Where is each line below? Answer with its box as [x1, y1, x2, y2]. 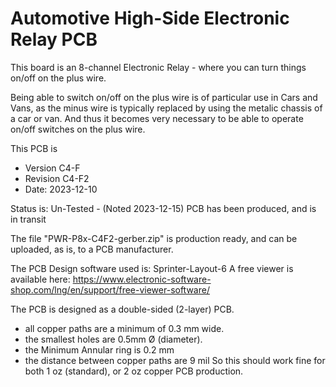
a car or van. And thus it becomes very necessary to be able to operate [10, 112, 304, 124]
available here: [10, 273, 71, 285]
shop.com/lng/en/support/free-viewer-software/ [10, 283, 210, 296]
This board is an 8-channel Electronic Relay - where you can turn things [10, 61, 307, 73]
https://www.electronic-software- [72, 273, 212, 285]
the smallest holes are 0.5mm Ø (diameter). [24, 333, 203, 345]
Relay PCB [10, 28, 98, 51]
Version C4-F [24, 162, 81, 174]
